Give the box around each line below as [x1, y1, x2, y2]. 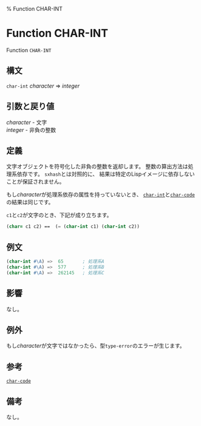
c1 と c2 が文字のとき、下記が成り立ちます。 [6, 211, 112, 219]
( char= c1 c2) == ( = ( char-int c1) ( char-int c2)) [6, 224, 140, 230]
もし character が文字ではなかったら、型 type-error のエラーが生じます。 [6, 342, 185, 349]
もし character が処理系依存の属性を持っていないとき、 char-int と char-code [6, 191, 196, 198]
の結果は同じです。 [6, 199, 54, 206]
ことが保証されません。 [6, 178, 65, 185]
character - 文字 [6, 119, 47, 126]
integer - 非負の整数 [6, 126, 56, 133]
